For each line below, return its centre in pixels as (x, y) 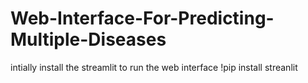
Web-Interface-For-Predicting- (142, 18)
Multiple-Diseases (88, 39)
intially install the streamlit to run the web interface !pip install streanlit (154, 67)
